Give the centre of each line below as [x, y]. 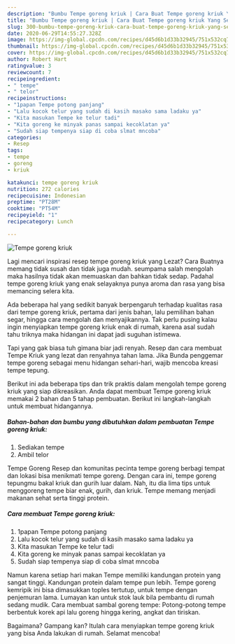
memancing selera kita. [41, 290]
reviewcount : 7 [29, 72]
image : [17, 40]
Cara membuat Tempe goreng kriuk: [61, 514]
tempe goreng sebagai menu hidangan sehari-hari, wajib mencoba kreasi [113, 363]
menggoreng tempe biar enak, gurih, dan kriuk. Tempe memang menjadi [112, 490]
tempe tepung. [28, 370]
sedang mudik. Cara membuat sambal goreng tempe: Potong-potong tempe [116, 604]
